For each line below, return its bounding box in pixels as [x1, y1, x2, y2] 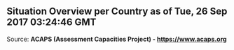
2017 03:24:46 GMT [6, 17, 97, 28]
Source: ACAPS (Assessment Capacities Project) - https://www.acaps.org [6, 35, 227, 43]
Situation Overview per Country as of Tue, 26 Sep [6, 6, 228, 17]
